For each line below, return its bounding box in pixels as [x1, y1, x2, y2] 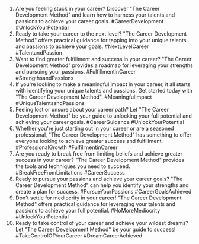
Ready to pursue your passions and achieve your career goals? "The [15, 175, 183, 182]
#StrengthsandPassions [15, 74, 74, 81]
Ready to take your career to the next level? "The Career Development [15, 30, 187, 37]
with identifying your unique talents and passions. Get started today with [15, 87, 193, 94]
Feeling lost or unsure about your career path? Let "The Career [15, 106, 169, 113]
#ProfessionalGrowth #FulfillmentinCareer [15, 144, 118, 151]
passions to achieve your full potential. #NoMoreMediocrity [15, 207, 161, 214]
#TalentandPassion [15, 49, 63, 56]
